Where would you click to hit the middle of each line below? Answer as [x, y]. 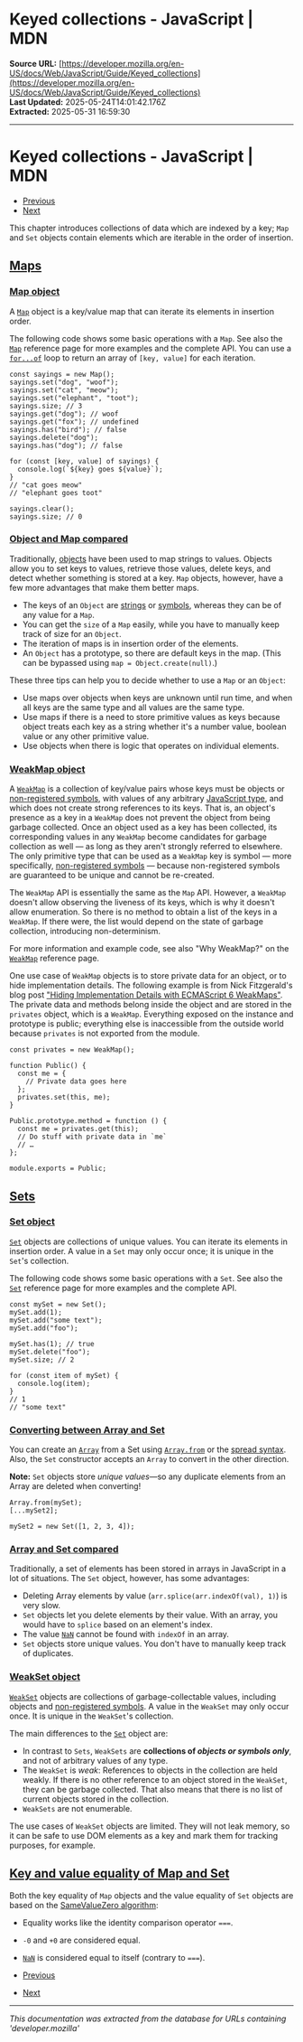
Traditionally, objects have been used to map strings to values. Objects [141, 558]
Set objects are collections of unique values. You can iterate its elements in [149, 1241]
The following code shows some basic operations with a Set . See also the [146, 1278]
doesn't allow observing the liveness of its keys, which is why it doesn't [142, 903]
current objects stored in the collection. [96, 1799]
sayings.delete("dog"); [54, 437]
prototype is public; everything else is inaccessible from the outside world [147, 1024]
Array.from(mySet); [46, 1503]
